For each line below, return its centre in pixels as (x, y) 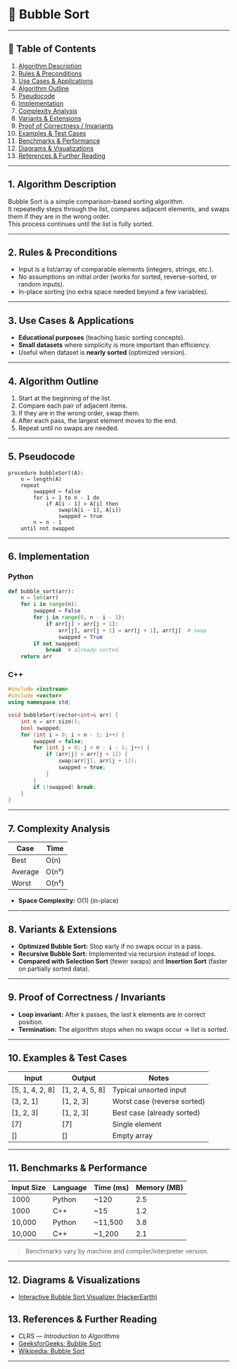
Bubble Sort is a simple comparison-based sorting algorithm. (96, 201)
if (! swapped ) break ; (65, 787)
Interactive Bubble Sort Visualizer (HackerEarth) (88, 1297)
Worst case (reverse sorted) (159, 1101)
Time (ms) (111, 1187)
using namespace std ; (40, 702)
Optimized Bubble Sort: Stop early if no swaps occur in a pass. (110, 946)
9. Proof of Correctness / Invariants (87, 998)
